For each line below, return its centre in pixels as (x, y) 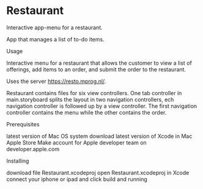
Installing (18, 161)
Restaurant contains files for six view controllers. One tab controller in (94, 93)
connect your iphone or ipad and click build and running (77, 179)
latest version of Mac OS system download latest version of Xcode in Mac (99, 136)
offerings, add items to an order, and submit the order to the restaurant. (96, 69)
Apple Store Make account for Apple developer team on (76, 142)
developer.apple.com (33, 149)
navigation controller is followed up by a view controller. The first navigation (102, 106)
